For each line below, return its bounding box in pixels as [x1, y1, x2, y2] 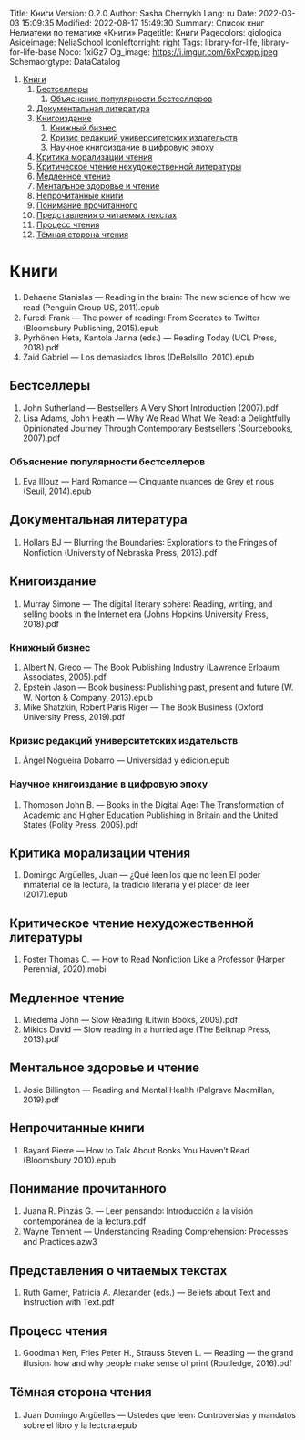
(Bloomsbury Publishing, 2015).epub [22, 322, 159, 333]
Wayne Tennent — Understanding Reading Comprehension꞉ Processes [22, 1226, 289, 1237]
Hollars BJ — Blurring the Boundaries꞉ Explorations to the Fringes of [22, 537, 278, 548]
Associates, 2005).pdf [22, 671, 107, 683]
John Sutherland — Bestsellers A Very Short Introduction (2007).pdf [22, 402, 280, 413]
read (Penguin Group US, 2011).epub [22, 301, 160, 313]
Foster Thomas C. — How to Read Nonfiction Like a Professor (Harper [22, 954, 286, 965]
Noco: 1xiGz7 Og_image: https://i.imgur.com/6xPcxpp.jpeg [58, 47, 279, 57]
